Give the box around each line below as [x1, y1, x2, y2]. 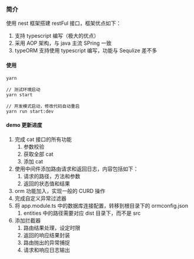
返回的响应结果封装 [23, 231, 71, 238]
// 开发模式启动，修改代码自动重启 [6, 103, 80, 109]
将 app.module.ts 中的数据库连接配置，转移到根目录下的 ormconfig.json [14, 202, 189, 209]
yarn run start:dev [6, 108, 54, 114]
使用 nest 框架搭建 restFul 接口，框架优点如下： [6, 19, 122, 27]
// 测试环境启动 [6, 87, 41, 93]
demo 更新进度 [6, 122, 42, 129]
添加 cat [23, 158, 44, 165]
